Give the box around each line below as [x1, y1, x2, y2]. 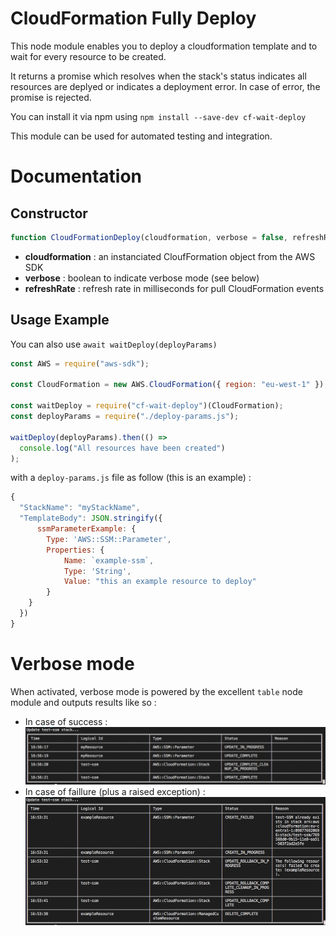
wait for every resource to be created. [10, 50, 167, 62]
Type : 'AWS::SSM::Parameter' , [46, 534, 172, 544]
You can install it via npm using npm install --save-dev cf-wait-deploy [10, 110, 307, 122]
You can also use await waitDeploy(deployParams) [10, 338, 218, 350]
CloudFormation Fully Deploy [10, 7, 257, 30]
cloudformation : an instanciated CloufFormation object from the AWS [24, 250, 316, 262]
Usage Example [10, 312, 110, 329]
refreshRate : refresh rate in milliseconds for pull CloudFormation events [24, 282, 325, 294]
